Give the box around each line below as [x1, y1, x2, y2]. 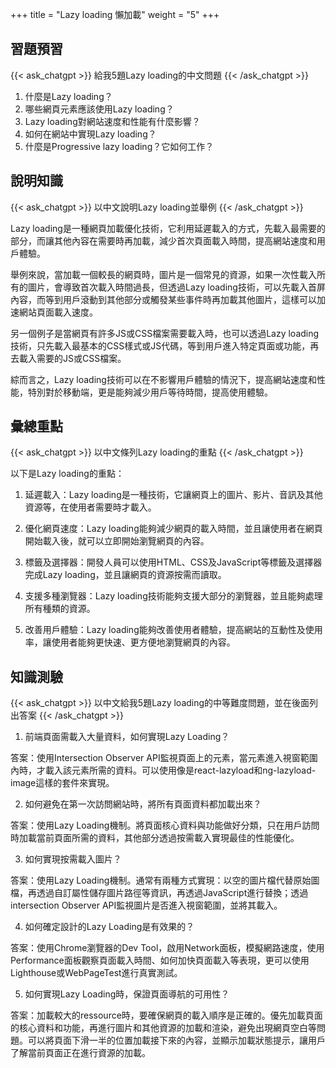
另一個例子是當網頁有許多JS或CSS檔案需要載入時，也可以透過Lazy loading [10, 327, 320, 339]
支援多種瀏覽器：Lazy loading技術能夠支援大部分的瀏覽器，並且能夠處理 [24, 590, 323, 602]
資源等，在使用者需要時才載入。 [24, 501, 157, 513]
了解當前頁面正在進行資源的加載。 [10, 1047, 151, 1059]
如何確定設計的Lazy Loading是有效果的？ [24, 921, 195, 933]
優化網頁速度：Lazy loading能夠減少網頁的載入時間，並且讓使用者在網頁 [24, 523, 323, 535]
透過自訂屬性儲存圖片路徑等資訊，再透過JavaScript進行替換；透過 [36, 887, 309, 899]
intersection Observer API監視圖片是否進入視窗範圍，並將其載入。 [10, 899, 283, 912]
